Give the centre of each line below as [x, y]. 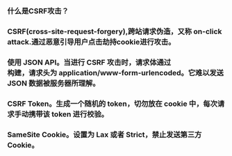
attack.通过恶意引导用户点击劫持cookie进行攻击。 [91, 42]
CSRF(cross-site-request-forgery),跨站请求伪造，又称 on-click [115, 31]
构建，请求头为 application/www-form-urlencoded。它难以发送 [116, 72]
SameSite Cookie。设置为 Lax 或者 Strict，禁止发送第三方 [105, 134]
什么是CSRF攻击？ [38, 10]
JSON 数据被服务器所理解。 [53, 83]
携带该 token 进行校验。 [69, 114]
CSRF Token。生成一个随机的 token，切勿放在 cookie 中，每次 [112, 104]
